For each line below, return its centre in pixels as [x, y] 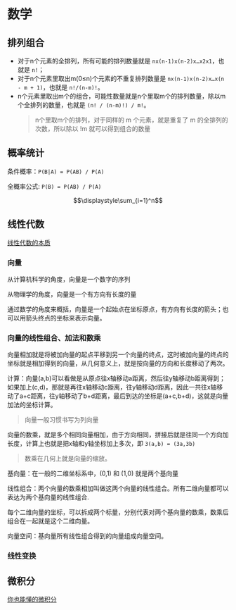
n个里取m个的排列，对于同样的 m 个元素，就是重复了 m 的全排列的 [131, 120]
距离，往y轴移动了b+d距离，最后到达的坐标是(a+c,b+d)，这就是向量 [130, 396]
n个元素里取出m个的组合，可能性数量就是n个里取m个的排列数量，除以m [122, 96]
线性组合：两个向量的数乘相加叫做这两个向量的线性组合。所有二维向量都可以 [118, 488]
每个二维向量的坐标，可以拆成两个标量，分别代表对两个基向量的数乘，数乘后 [118, 512]
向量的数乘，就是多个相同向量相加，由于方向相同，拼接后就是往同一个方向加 [118, 435]
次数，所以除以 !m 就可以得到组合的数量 [93, 129]
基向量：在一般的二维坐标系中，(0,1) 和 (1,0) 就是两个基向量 [93, 473]
